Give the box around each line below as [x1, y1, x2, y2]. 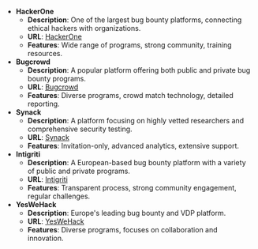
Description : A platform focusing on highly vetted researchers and [27, 116, 245, 125]
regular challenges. [27, 191, 91, 201]
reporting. [27, 99, 61, 108]
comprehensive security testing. [27, 124, 133, 134]
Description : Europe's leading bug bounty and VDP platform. [27, 209, 226, 217]
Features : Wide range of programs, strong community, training [27, 40, 232, 50]
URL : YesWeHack [27, 217, 84, 226]
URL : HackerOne [27, 32, 83, 41]
